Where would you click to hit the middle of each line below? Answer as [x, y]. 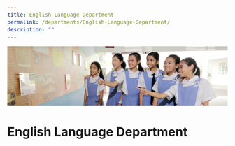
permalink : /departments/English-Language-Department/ [89, 22]
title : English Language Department [60, 15]
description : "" [31, 29]
